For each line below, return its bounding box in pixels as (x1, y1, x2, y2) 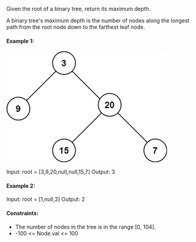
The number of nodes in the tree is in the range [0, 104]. (15, 223, 156, 230)
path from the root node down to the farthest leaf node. (6, 24, 145, 30)
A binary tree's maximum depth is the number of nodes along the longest (6, 17, 190, 24)
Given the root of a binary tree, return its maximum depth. (6, 5, 151, 12)
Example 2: (6, 182, 35, 189)
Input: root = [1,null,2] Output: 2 (6, 196, 85, 203)
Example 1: (6, 37, 35, 44)
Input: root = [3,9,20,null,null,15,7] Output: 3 (6, 168, 116, 176)
